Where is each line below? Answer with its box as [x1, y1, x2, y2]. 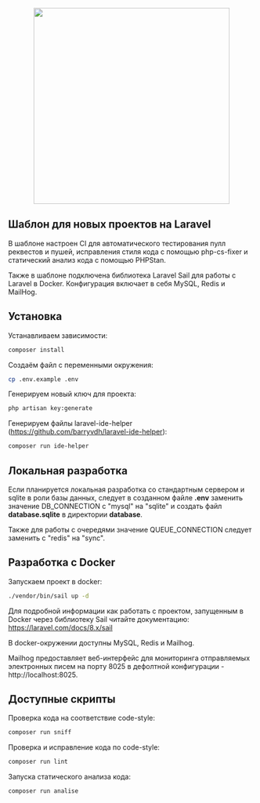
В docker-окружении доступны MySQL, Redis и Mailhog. [8, 638, 195, 647]
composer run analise [8, 787, 79, 795]
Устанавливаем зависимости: [8, 330, 108, 340]
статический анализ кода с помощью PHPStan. [8, 255, 167, 264]
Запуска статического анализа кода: [8, 772, 132, 782]
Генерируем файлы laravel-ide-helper [8, 419, 133, 428]
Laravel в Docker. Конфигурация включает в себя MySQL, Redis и [8, 278, 226, 288]
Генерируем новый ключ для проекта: [8, 389, 137, 399]
